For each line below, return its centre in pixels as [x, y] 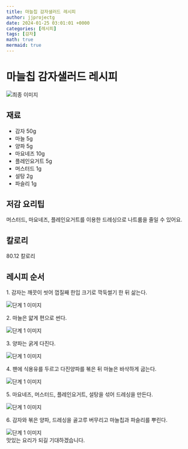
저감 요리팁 [26, 204]
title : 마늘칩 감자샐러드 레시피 [41, 12]
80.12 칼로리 [21, 256]
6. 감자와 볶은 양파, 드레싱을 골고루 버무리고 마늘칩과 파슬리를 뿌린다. [87, 420]
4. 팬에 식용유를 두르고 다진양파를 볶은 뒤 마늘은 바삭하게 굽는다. [81, 369]
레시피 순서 [26, 277]
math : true [20, 40]
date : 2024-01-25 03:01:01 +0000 [48, 23]
